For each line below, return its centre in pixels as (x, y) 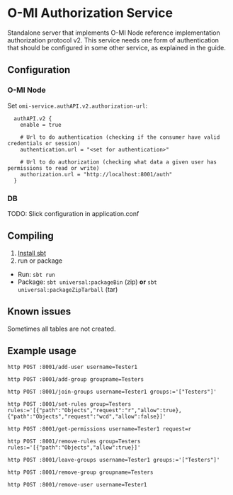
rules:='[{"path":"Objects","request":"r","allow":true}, (95, 411)
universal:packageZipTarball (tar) (68, 289)
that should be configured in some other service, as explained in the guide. (117, 47)
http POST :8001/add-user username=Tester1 (73, 367)
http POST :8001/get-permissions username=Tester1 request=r (100, 429)
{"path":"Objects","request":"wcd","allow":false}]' (87, 417)
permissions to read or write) (53, 168)
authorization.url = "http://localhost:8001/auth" (96, 174)
